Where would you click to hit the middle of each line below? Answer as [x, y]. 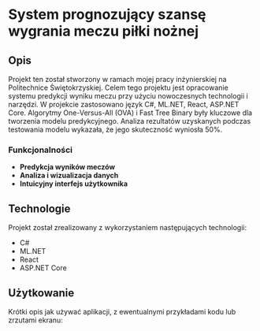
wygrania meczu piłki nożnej [104, 31]
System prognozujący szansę [107, 15]
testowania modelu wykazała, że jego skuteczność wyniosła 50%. [115, 129]
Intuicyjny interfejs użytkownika [74, 184]
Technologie [39, 208]
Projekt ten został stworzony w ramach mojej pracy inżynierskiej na [117, 79]
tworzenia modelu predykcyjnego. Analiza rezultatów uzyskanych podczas [130, 121]
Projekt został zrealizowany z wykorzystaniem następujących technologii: [127, 228]
